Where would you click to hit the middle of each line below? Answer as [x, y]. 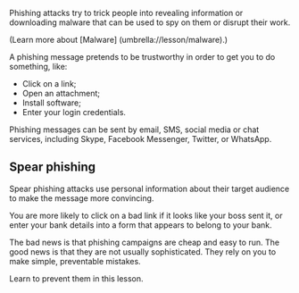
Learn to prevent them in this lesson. [77, 278]
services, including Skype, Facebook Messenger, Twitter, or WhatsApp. [141, 139]
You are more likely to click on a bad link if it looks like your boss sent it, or [146, 215]
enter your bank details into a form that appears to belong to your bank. [141, 225]
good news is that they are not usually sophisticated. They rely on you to [143, 251]
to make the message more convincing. [82, 198]
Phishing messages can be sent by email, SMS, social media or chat [134, 130]
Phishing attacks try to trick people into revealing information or [126, 13]
